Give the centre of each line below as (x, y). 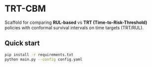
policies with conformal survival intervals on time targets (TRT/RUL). (74, 27)
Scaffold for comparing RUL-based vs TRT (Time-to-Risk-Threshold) (76, 22)
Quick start (22, 43)
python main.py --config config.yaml (44, 59)
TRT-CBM (25, 9)
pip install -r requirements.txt (39, 55)
